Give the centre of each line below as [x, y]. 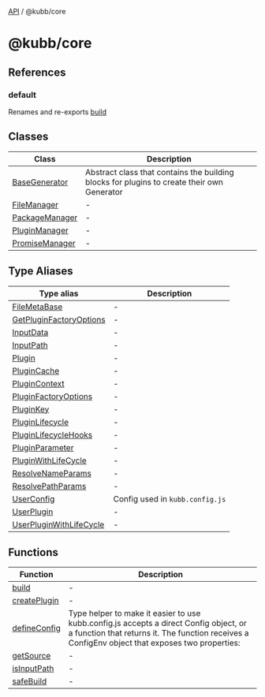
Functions [34, 552]
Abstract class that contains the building [160, 172]
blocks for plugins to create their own [154, 182]
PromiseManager [44, 243]
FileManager [35, 204]
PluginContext [38, 383]
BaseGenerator [40, 182]
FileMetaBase [37, 307]
